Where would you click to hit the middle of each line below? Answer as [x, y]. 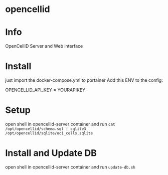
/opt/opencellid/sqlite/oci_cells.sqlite [49, 133]
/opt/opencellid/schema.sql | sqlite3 [46, 129]
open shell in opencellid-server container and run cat [60, 124]
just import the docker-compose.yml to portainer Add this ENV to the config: [84, 80]
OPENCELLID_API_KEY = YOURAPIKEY [45, 90]
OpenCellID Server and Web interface [44, 46]
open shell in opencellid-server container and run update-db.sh [70, 167]
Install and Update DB [51, 153]
